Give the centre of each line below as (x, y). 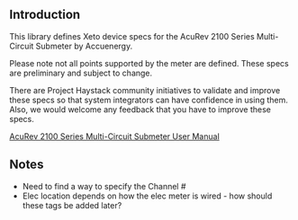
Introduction (45, 15)
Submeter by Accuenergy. (84, 46)
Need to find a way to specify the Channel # (104, 186)
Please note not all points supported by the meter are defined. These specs (149, 63)
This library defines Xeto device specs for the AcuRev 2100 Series (132, 36)
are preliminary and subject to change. (81, 73)
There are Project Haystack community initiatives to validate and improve (145, 90)
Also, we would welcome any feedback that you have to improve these (140, 109)
